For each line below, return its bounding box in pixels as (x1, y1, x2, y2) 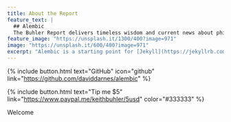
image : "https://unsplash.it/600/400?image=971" (7, 42, 149, 49)
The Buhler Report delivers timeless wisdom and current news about (13, 29, 214, 36)
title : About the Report (7, 10, 78, 17)
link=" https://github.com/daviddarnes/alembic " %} (7, 74, 151, 82)
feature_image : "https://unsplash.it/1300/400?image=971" (7, 36, 177, 42)
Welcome (7, 108, 34, 117)
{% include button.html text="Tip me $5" (7, 87, 123, 96)
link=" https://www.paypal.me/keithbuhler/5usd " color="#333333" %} (7, 95, 205, 103)
